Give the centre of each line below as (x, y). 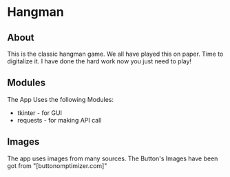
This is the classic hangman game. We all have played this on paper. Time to (115, 54)
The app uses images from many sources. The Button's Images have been (113, 158)
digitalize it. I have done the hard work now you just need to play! (99, 61)
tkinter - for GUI (39, 113)
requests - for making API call (59, 120)
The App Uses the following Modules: (61, 99)
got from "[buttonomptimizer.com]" (57, 165)
